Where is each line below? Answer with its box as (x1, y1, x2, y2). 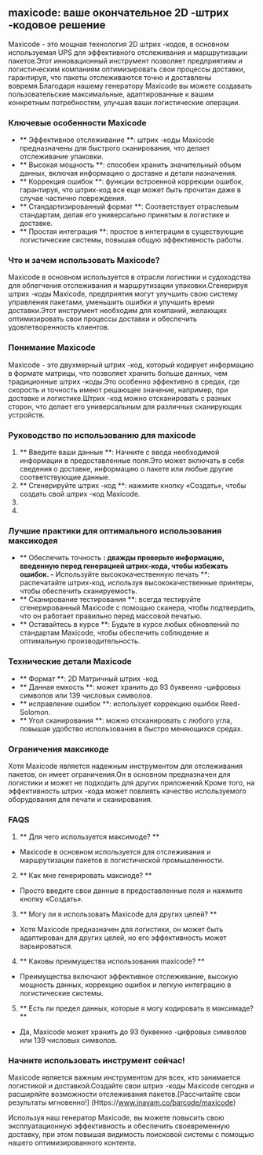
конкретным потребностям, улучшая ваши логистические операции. (8, 97, 241, 107)
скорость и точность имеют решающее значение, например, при (8, 384, 228, 395)
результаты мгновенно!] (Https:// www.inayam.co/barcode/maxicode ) (8, 1098, 236, 1107)
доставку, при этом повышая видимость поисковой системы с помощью (8, 1130, 254, 1139)
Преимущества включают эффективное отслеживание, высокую (19, 972, 239, 982)
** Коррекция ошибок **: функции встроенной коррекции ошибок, (19, 177, 244, 187)
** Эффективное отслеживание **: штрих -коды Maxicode (19, 135, 214, 144)
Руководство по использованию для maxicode (8, 429, 196, 440)
